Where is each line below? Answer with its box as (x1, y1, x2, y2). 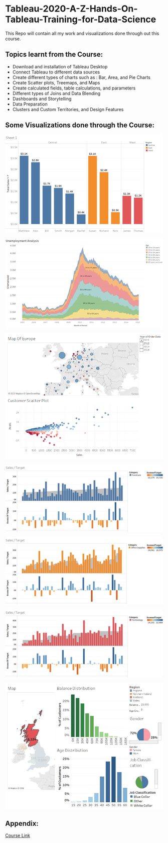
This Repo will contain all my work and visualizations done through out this (5, 30, 159, 36)
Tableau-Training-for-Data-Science (5, 14, 156, 25)
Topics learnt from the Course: (5, 50, 103, 59)
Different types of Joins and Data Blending (12, 90, 101, 96)
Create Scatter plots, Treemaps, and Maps (12, 79, 100, 85)
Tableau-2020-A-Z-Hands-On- (5, 3, 138, 15)
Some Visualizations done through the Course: (5, 121, 154, 130)
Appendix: (5, 819, 39, 827)
